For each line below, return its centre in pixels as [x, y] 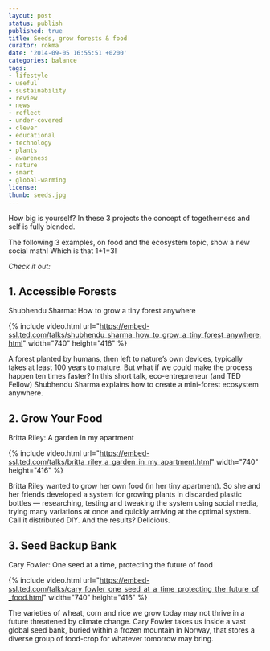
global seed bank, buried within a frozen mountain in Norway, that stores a [132, 630]
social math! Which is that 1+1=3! [63, 251]
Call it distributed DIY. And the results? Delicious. [89, 520]
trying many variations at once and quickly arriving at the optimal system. [130, 512]
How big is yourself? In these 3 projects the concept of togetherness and [129, 218]
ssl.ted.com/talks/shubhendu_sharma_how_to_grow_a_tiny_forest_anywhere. [135, 335]
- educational [32, 135]
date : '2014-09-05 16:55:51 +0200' [68, 53]
